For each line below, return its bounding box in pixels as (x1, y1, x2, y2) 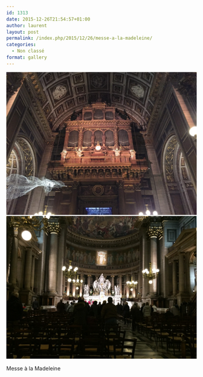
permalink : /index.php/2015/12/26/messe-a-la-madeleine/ (6, 35, 153, 42)
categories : (6, 42, 36, 48)
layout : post (6, 29, 39, 35)
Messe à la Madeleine (6, 364, 61, 372)
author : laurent (6, 22, 47, 28)
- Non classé (11, 48, 45, 54)
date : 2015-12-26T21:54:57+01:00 (6, 16, 91, 22)
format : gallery (6, 54, 47, 60)
